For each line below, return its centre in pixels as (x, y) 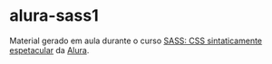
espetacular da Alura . (49, 50)
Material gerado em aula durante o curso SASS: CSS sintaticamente (136, 41)
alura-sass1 (54, 16)
